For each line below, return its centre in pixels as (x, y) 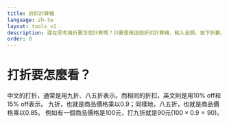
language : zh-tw (30, 20)
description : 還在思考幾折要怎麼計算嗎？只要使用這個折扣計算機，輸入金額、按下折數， (117, 33)
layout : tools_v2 (32, 26)
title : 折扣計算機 (31, 13)
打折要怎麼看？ (49, 75)
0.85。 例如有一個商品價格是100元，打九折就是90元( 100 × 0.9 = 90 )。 (124, 113)
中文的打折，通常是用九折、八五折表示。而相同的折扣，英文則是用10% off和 (114, 96)
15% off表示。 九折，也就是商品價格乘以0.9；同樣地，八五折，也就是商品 (110, 104)
